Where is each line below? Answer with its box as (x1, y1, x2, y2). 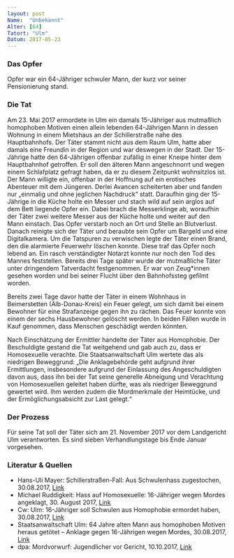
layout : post (7, 10, 45, 17)
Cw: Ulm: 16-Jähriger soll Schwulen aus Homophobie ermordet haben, (17, 506, 221, 514)
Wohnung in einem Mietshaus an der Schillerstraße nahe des (7, 130, 183, 139)
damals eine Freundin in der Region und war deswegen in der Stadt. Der (7, 145, 214, 153)
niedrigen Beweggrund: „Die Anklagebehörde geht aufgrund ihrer (7, 357, 196, 366)
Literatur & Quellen (7, 460, 73, 469)
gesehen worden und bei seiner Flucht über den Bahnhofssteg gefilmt (7, 271, 209, 280)
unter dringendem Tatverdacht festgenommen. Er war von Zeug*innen (7, 264, 210, 272)
